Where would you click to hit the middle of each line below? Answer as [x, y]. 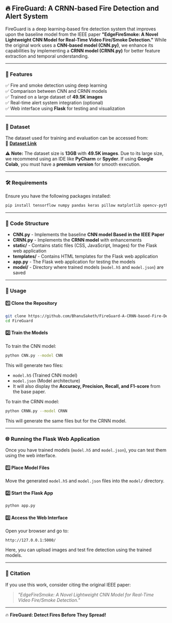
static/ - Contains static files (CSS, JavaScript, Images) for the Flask [85, 245]
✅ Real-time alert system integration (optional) [54, 103]
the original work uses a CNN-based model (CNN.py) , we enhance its [79, 45]
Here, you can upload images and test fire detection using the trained [79, 550]
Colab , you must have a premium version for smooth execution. [73, 164]
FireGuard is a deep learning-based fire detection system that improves [81, 29]
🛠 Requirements [26, 183]
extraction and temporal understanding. [47, 56]
